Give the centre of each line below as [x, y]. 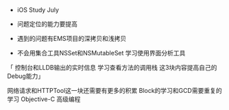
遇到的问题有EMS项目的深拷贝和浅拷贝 [72, 38]
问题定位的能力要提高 [47, 24]
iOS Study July [38, 10]
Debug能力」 [26, 76]
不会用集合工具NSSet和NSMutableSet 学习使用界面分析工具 [101, 53]
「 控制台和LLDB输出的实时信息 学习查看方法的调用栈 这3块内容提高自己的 [112, 67]
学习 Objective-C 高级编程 [44, 99]
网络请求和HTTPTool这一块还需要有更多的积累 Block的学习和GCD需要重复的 [114, 91]
